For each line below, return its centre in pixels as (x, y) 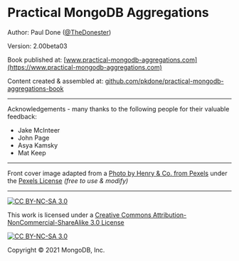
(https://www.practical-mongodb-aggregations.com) (85, 67)
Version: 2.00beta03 (37, 46)
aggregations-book (36, 88)
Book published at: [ (37, 60)
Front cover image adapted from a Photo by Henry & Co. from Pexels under (117, 173)
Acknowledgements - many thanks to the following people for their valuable (118, 109)
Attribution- (170, 215)
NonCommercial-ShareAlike (48, 222)
